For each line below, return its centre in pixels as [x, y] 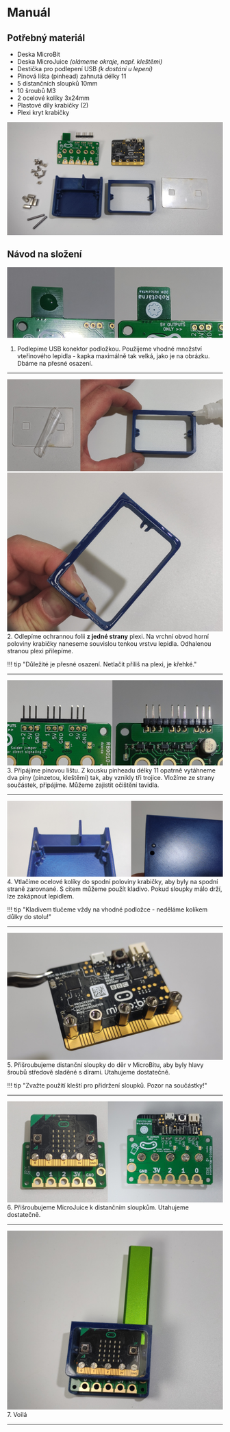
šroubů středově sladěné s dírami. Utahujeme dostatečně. [89, 1072]
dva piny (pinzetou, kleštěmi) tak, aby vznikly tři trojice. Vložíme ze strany [111, 778]
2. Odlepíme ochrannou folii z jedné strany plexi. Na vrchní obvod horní [108, 636]
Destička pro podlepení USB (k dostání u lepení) [85, 69]
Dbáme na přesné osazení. [55, 363]
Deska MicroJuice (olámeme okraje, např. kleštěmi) [90, 62]
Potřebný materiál [46, 38]
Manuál [29, 13]
